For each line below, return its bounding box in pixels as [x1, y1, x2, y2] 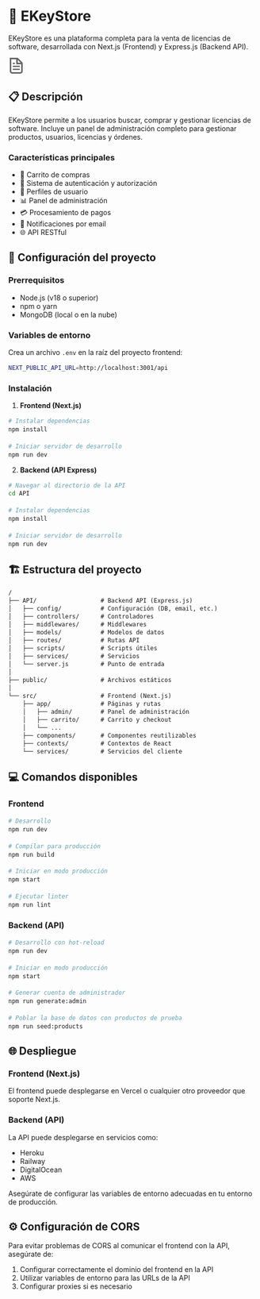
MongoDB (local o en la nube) [19, 310, 117, 319]
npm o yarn [19, 301, 58, 310]
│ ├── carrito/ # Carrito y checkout [22, 716, 172, 724]
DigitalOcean [19, 1165, 63, 1174]
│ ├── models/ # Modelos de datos [8, 629, 165, 637]
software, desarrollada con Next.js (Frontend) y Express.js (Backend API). [8, 41, 249, 51]
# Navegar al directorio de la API [8, 481, 126, 489]
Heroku [19, 1147, 44, 1158]
